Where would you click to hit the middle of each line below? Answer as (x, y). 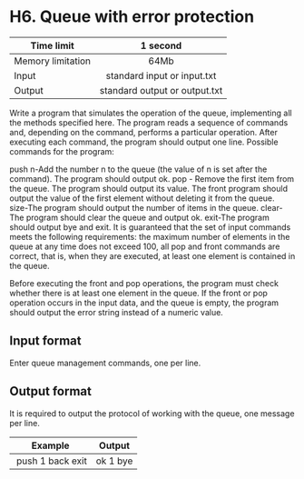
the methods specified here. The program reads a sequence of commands (149, 122)
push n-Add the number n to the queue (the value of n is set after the (138, 169)
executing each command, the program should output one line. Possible (144, 142)
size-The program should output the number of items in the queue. (134, 207)
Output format (51, 391)
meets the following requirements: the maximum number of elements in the (150, 236)
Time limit (52, 45)
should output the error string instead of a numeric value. (117, 312)
